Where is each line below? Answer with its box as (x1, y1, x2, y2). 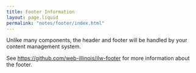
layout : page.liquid (6, 14, 59, 21)
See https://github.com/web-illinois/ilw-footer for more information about (6, 55, 190, 62)
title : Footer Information (6, 8, 75, 15)
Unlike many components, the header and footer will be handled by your (6, 37, 187, 44)
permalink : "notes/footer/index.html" (6, 20, 105, 26)
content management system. (6, 43, 81, 50)
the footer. (6, 61, 32, 68)
